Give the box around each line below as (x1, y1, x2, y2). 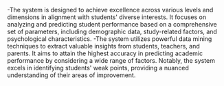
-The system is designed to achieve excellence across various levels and (7, 6, 214, 14)
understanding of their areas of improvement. (7, 71, 136, 79)
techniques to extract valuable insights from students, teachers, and (7, 42, 201, 50)
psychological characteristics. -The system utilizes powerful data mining (7, 35, 212, 43)
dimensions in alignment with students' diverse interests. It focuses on (7, 13, 207, 21)
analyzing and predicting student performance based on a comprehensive (7, 20, 218, 28)
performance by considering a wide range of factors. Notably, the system (7, 57, 215, 64)
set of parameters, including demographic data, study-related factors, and (7, 27, 218, 35)
